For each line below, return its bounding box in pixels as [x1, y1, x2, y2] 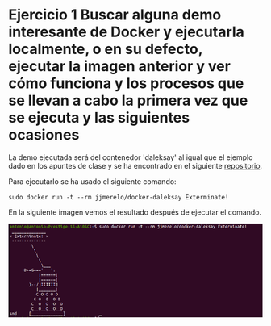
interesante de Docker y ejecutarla [8, 23, 244, 41]
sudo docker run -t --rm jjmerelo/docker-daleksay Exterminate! [8, 193, 229, 201]
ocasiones [8, 126, 80, 144]
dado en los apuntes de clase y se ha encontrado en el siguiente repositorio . [8, 161, 263, 170]
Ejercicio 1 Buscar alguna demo [8, 6, 222, 24]
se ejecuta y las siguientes [8, 109, 190, 127]
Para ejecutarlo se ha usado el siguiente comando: [8, 176, 177, 186]
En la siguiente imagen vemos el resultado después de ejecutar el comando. [8, 207, 262, 217]
